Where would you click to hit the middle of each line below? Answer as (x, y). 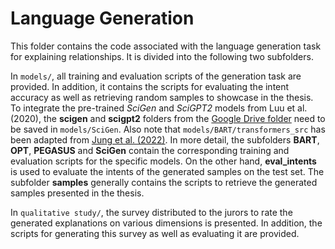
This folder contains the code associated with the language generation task (166, 46)
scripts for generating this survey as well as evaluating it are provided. (155, 233)
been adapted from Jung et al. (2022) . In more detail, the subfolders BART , (165, 139)
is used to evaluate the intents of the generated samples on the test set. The (167, 171)
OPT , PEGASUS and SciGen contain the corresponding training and (150, 150)
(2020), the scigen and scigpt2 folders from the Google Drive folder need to (168, 118)
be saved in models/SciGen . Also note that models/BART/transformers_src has (168, 129)
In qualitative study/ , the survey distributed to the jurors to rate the (151, 212)
